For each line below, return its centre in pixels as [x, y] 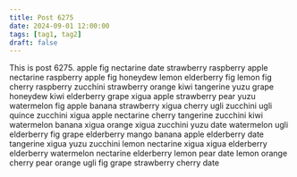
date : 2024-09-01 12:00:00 [59, 26]
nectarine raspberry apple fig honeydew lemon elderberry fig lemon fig [141, 78]
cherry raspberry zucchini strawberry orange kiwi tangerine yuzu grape [142, 87]
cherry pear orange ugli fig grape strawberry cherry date [115, 163]
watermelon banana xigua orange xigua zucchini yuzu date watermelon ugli [149, 125]
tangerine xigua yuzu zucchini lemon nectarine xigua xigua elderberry [139, 144]
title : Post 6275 [42, 17]
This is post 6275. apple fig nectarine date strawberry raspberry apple [139, 68]
